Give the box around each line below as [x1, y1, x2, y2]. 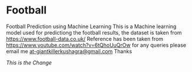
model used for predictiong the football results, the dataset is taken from [6, 29, 182, 36]
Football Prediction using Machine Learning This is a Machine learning [6, 23, 177, 30]
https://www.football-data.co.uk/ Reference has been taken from [6, 35, 164, 42]
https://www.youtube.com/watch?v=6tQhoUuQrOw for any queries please [6, 42, 187, 49]
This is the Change [6, 59, 52, 66]
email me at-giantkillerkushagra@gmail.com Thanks [6, 47, 133, 54]
